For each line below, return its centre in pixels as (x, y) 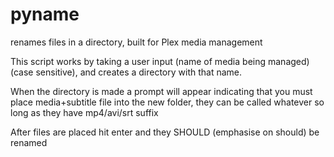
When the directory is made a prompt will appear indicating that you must (161, 91)
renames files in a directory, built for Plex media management (136, 42)
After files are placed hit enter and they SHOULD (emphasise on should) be (165, 132)
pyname (45, 14)
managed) (288, 61)
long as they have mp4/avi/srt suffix (84, 112)
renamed (29, 142)
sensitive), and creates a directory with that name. (139, 72)
